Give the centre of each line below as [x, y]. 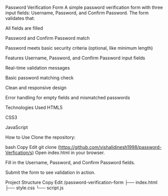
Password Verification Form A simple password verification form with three [84, 7]
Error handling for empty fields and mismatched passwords [68, 97]
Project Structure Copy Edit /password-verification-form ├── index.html [81, 182]
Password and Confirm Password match [48, 38]
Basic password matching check [40, 78]
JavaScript [17, 127]
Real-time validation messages [38, 68]
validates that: [20, 18]
